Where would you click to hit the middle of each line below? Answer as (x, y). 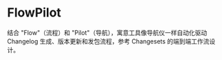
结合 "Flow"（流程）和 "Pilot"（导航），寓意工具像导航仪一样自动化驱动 (107, 32)
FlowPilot (34, 13)
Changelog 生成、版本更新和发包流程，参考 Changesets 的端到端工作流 (108, 41)
